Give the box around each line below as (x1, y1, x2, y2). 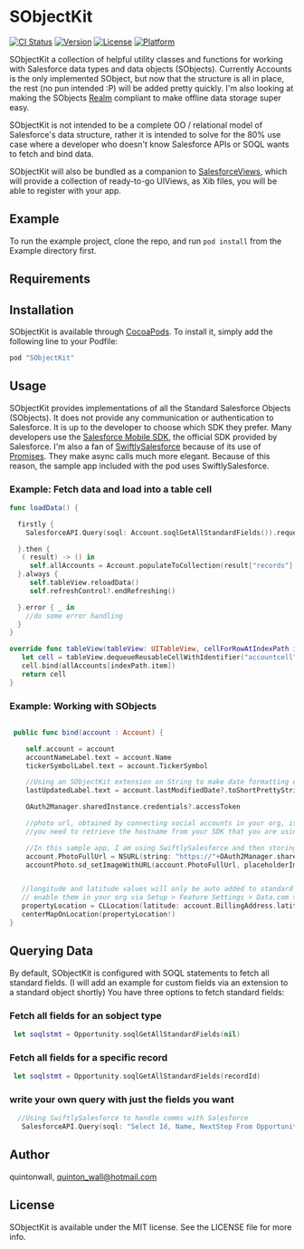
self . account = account (25, 745, 116, 754)
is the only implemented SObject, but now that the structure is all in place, (9, 72, 285, 83)
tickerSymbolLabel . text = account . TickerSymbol (25, 761, 208, 771)
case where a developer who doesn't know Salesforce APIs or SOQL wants (9, 139, 290, 149)
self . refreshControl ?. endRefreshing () (29, 586, 176, 595)
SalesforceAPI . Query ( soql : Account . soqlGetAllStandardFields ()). (25, 528, 278, 537)
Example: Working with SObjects (9, 699, 157, 712)
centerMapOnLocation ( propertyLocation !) (21, 910, 176, 919)
